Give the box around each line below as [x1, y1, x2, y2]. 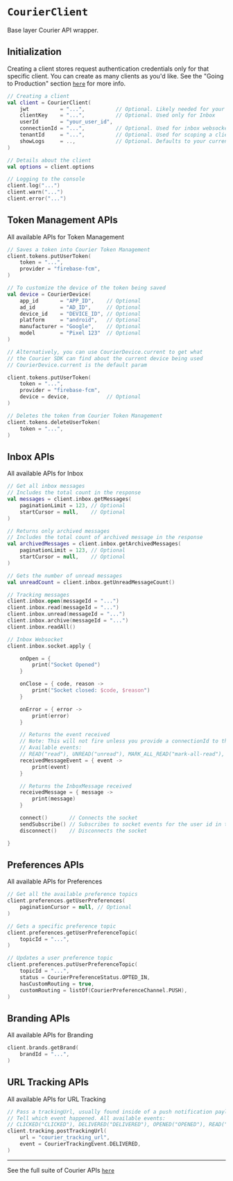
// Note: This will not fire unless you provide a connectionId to [19, 738, 218, 745]
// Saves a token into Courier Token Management [7, 246, 150, 253]
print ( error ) [32, 712, 70, 720]
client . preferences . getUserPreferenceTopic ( [7, 929, 138, 936]
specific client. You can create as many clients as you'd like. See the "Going [7, 71, 224, 80]
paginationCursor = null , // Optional [19, 904, 132, 911]
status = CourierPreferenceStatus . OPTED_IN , [19, 974, 150, 980]
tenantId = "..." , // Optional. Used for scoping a [19, 131, 213, 138]
